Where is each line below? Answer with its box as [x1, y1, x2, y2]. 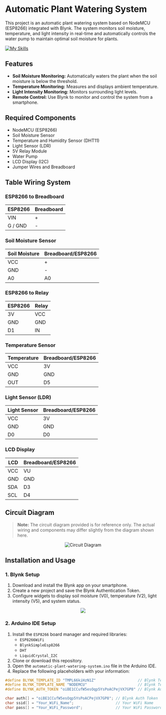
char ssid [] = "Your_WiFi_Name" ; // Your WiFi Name [5, 701, 154, 706]
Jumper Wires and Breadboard [12, 164, 76, 170]
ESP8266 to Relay [5, 289, 49, 296]
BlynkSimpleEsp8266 [19, 643, 60, 647]
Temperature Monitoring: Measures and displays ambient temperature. [12, 83, 159, 89]
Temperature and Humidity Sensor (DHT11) [12, 138, 100, 143]
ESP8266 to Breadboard [5, 193, 64, 200]
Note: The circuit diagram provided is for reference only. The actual [17, 521, 155, 527]
